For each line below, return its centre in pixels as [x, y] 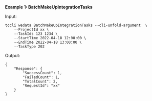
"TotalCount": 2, [40, 82]
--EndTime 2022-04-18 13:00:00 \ [48, 42]
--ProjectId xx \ [32, 30]
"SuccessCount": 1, [43, 73]
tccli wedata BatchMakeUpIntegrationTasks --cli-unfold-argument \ [76, 25]
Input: [11, 16]
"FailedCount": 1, [41, 77]
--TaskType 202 [29, 47]
